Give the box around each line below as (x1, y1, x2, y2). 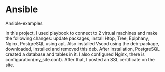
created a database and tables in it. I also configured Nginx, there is (5, 51, 145, 57)
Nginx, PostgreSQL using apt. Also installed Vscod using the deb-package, (5, 40, 160, 46)
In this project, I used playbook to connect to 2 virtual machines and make (5, 30, 158, 36)
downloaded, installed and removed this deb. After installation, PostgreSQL (5, 46, 160, 52)
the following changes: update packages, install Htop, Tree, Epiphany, (5, 35, 149, 41)
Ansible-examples (5, 20, 43, 26)
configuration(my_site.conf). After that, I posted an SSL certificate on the (5, 56, 155, 62)
